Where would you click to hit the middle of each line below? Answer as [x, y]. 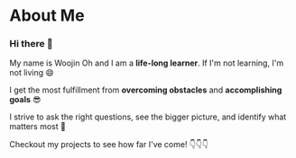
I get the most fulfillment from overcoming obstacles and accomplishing [146, 90]
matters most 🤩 [37, 127]
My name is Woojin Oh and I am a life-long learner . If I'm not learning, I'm [147, 63]
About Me [47, 16]
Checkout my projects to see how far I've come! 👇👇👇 [109, 145]
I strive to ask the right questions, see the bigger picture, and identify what [148, 117]
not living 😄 [32, 73]
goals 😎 [25, 100]
